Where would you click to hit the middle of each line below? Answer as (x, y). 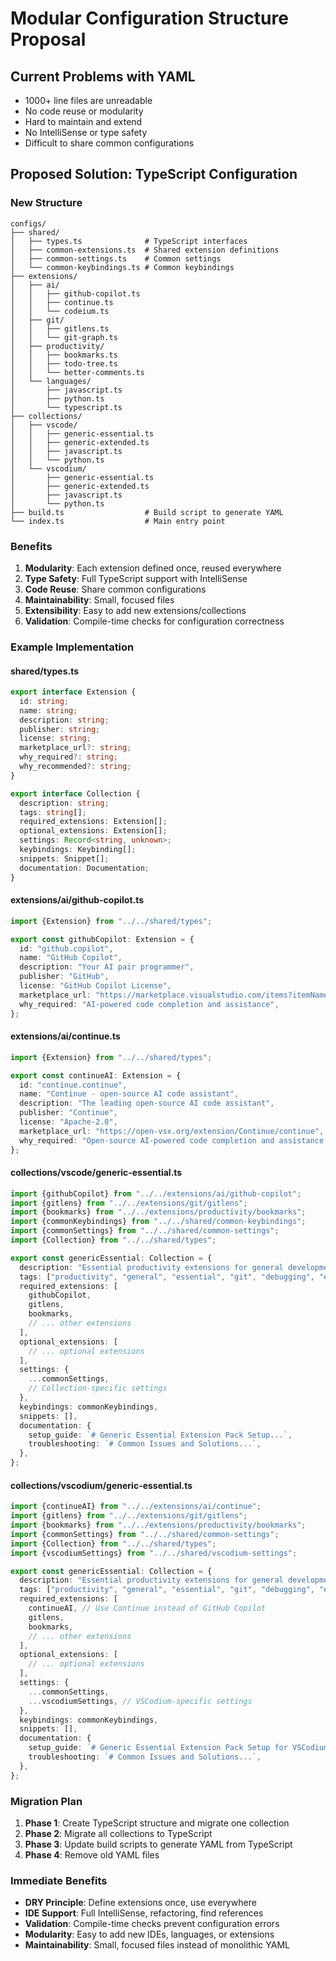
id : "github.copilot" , (66, 948)
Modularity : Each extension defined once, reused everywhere (153, 568)
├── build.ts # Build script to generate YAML (147, 512)
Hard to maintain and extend (83, 121)
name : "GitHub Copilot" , (71, 958)
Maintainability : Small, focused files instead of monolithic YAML (157, 1945)
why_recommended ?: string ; (75, 767)
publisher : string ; (60, 729)
